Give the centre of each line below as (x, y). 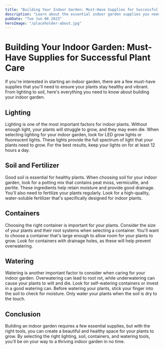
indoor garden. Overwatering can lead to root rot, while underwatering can (80, 278)
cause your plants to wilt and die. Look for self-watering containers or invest (82, 283)
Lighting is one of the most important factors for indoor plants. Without (76, 124)
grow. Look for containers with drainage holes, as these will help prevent (78, 241)
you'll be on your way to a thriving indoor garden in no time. (65, 342)
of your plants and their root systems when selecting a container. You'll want (82, 230)
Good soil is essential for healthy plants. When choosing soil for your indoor (81, 177)
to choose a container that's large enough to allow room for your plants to (79, 235)
